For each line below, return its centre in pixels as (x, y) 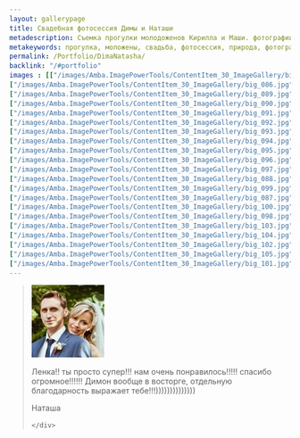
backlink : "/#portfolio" (55, 66)
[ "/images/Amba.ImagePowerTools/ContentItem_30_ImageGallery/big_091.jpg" (151, 113)
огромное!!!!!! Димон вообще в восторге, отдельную (132, 381)
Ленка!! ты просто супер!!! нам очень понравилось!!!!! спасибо (151, 372)
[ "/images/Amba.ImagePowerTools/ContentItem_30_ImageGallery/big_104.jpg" (151, 236)
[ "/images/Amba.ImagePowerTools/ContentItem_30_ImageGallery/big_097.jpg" (151, 169)
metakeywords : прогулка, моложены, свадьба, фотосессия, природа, (135, 47)
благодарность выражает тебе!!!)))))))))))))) (113, 391)
